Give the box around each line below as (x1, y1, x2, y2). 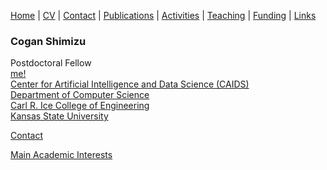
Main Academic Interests (10, 149, 113, 161)
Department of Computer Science (10, 89, 150, 101)
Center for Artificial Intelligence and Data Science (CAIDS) (10, 78, 250, 90)
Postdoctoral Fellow (10, 57, 92, 69)
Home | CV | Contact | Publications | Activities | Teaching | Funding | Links (10, 10, 317, 21)
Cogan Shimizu (10, 34, 87, 48)
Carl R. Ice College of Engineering (10, 100, 150, 112)
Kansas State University (10, 110, 109, 122)
